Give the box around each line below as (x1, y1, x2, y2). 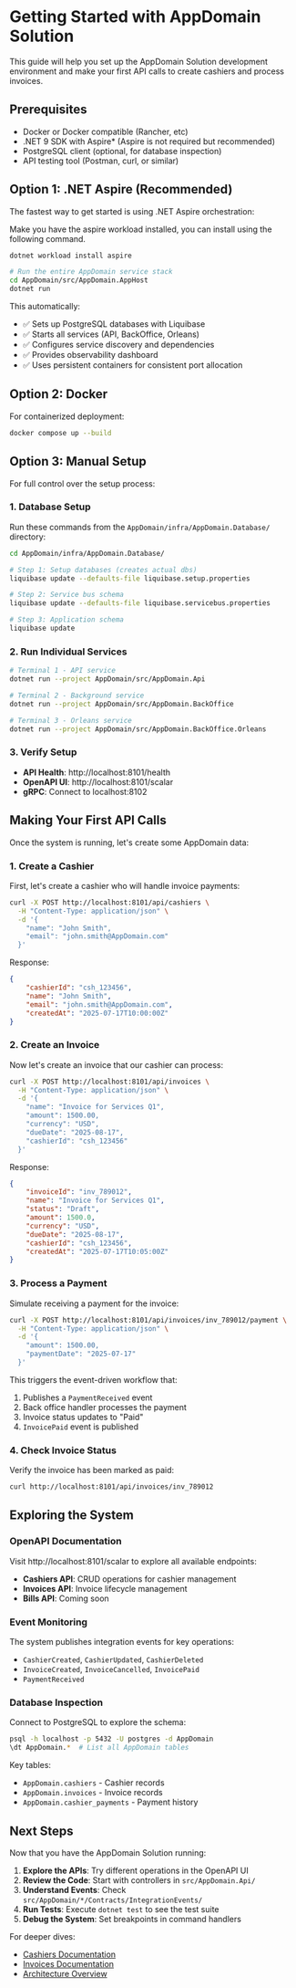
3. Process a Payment (9, 1277, 107, 1290)
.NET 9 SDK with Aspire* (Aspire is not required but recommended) (22, 135, 276, 147)
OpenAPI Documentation (9, 1535, 122, 1548)
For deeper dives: (9, 1930, 76, 1941)
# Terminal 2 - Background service (9, 691, 145, 700)
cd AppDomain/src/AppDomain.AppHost (9, 276, 148, 285)
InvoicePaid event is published (22, 1421, 139, 1432)
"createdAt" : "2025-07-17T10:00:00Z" (26, 1009, 169, 1018)
